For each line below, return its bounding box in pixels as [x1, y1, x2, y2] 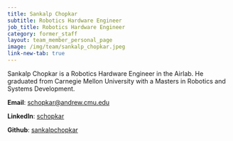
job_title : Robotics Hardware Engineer [7, 23, 126, 30]
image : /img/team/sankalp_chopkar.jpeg [7, 43, 126, 50]
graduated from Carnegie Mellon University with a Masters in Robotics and [7, 77, 226, 85]
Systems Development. [7, 84, 75, 93]
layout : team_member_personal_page [7, 37, 113, 44]
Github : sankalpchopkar [7, 125, 78, 134]
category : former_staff [7, 30, 78, 38]
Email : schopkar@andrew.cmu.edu [7, 98, 110, 106]
